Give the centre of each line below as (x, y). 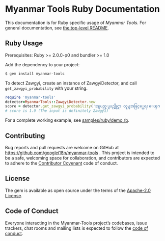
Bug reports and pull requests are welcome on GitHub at (62, 147)
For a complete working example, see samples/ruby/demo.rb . (67, 120)
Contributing (25, 136)
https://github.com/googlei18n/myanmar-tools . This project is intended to (80, 153)
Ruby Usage (24, 43)
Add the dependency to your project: (42, 64)
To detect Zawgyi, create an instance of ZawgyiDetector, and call (71, 83)
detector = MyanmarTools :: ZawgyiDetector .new (50, 102)
